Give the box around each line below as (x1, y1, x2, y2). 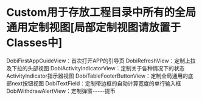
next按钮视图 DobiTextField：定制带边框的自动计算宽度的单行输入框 (11, 79, 181, 87)
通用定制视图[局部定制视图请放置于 (6, 21, 181, 35)
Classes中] (6, 36, 63, 50)
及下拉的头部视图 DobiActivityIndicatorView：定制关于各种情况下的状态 (6, 64, 185, 72)
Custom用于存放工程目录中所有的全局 (6, 5, 197, 19)
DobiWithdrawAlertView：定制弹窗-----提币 (6, 87, 116, 95)
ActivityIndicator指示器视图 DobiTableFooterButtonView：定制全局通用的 (6, 72, 189, 79)
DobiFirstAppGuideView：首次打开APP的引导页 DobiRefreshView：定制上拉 (6, 57, 196, 64)
